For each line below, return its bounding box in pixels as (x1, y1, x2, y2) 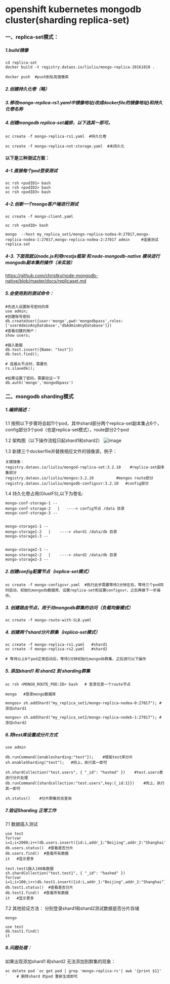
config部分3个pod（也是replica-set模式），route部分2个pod (5, 427, 129, 433)
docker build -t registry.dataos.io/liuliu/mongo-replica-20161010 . (5, 65, 155, 70)
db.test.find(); (5, 352, 39, 357)
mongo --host (5, 232, 35, 237)
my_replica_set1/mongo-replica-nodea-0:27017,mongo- (37, 232, 151, 237)
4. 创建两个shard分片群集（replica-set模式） (5, 629, 100, 635)
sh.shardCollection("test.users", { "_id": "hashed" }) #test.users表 (5, 770, 163, 775)
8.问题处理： (5, 944, 32, 950)
